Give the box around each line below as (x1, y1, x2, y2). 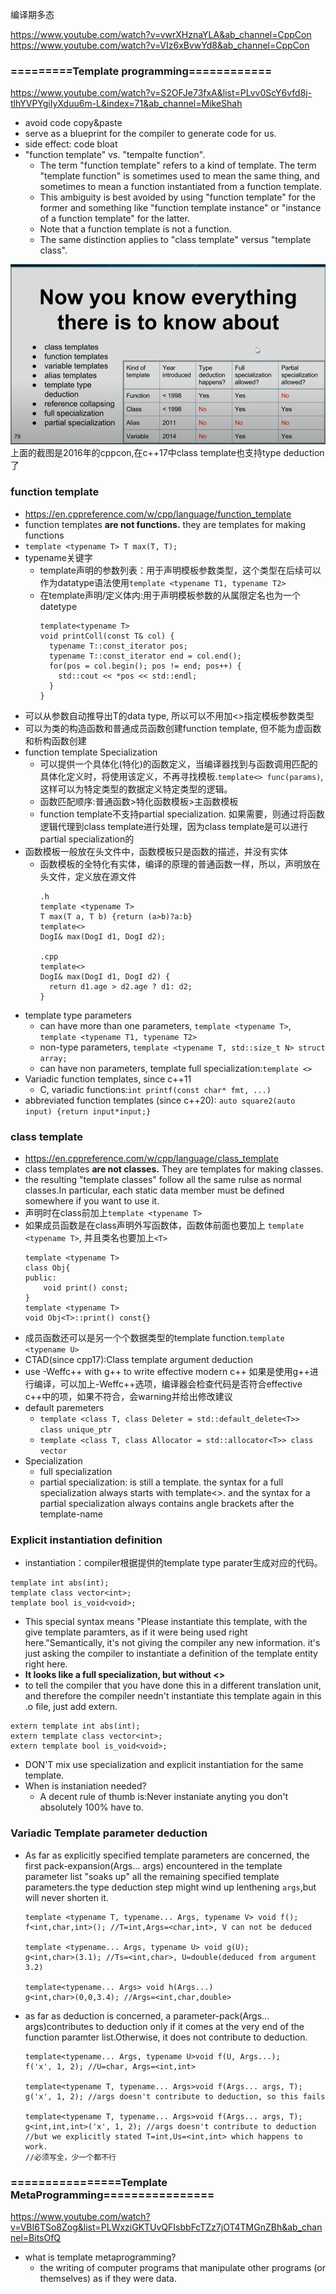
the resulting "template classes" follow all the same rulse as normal (24, 1174, 302, 1186)
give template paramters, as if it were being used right (24, 1626, 248, 1638)
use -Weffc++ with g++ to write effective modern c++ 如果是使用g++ (24, 1366, 310, 1378)
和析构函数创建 (24, 734, 87, 747)
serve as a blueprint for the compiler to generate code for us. (24, 128, 277, 140)
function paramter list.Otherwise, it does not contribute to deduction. (24, 2031, 308, 2043)
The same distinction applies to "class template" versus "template (39, 234, 312, 246)
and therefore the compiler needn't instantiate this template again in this (24, 1690, 322, 1702)
